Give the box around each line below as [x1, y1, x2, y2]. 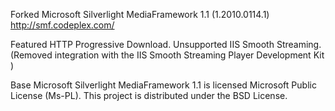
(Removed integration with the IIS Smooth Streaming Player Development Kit [10, 49, 325, 61]
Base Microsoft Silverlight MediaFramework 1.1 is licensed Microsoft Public [10, 79, 317, 91]
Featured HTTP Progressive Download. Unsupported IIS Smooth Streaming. [10, 39, 322, 50]
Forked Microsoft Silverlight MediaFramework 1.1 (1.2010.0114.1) [10, 9, 270, 20]
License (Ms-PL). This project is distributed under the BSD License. [10, 90, 288, 101]
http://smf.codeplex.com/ [10, 19, 115, 31]
